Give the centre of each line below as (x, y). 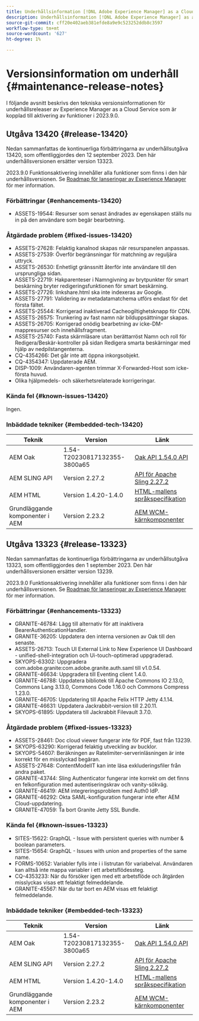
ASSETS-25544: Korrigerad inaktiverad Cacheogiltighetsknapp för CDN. (103, 311)
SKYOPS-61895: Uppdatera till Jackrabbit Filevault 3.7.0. (83, 712)
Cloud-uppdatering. (39, 804)
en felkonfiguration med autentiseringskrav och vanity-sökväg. (91, 785)
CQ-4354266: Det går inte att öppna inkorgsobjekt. (77, 355)
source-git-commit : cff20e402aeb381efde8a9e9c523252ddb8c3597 (84, 23)
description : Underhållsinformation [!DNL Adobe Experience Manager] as (98, 17)
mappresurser (32, 330)
